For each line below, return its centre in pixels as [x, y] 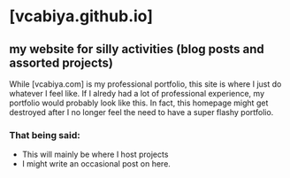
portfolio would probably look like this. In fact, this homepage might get [139, 103]
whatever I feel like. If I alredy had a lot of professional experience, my [137, 93]
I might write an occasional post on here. [96, 164]
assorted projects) [61, 62]
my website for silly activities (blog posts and [137, 49]
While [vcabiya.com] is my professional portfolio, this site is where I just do [145, 84]
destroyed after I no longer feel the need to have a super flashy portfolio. [141, 112]
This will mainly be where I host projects [95, 155]
